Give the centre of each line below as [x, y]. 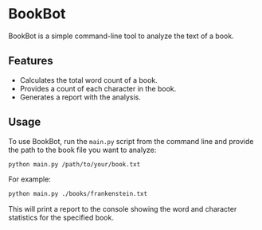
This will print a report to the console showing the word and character [123, 209]
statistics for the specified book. [61, 218]
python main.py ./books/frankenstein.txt [78, 194]
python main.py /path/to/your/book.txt [74, 164]
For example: [30, 179]
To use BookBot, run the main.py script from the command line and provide [131, 141]
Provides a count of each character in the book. [98, 88]
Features [31, 61]
